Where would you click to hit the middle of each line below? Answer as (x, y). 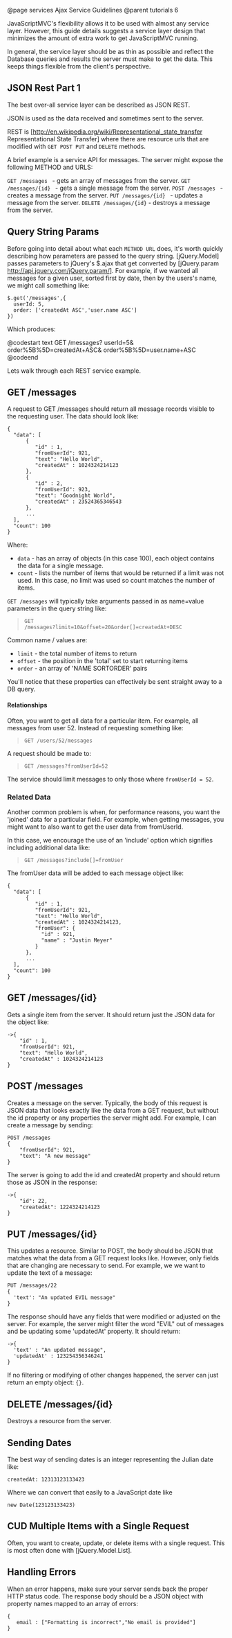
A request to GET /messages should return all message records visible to (111, 409)
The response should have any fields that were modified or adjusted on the (114, 1316)
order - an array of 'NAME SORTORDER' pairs (82, 669)
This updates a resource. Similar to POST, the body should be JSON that (110, 1251)
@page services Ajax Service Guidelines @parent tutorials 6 (93, 10)
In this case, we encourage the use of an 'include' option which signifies (110, 840)
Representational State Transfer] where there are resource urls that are (108, 139)
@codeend (23, 357)
